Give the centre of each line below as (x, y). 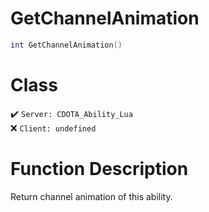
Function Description (99, 168)
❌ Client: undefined (53, 128)
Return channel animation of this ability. (91, 196)
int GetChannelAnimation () (66, 45)
